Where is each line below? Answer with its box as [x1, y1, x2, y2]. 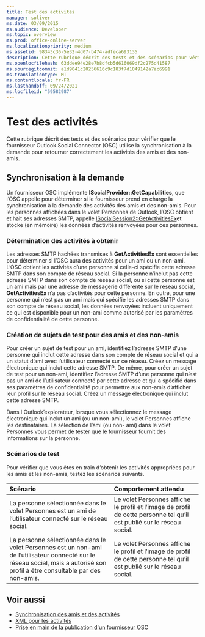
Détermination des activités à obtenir [6, 236, 119, 245]
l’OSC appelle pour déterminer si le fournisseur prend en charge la [6, 195, 173, 203]
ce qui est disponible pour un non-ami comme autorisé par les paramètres [6, 308, 193, 316]
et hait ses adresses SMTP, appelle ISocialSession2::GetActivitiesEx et [6, 215, 182, 222]
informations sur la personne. [6, 434, 81, 442]
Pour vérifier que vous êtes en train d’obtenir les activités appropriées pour [6, 463, 195, 471]
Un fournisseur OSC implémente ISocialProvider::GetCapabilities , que [6, 188, 185, 196]
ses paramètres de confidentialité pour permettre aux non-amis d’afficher [6, 384, 191, 391]
